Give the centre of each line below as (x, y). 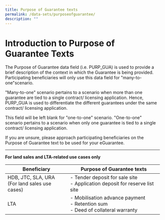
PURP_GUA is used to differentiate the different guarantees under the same (81, 103)
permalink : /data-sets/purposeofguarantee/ (50, 14)
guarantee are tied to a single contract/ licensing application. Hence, (74, 98)
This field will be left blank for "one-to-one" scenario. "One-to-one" (74, 118)
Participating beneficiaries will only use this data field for (63, 78)
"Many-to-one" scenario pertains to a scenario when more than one (74, 93)
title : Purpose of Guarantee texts (41, 10)
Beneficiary (36, 169)
